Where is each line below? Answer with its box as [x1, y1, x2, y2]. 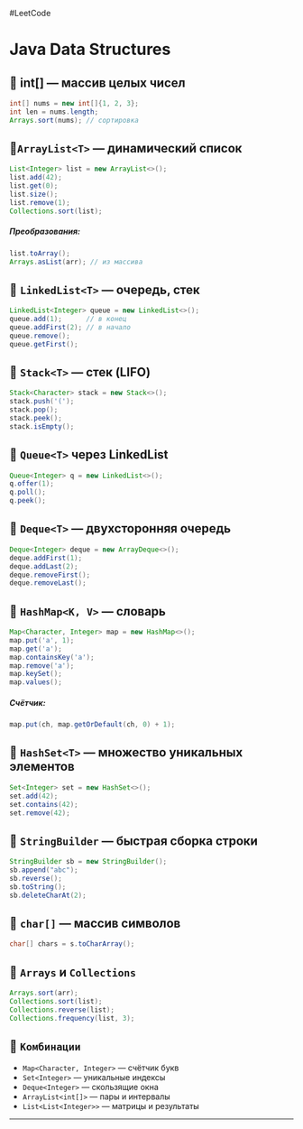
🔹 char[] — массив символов [9, 915, 181, 930]
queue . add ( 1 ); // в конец [9, 315, 127, 324]
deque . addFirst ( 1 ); [9, 553, 83, 562]
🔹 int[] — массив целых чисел [9, 75, 186, 90]
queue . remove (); [9, 331, 70, 340]
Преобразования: [9, 226, 81, 237]
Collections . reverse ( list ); [9, 1005, 115, 1014]
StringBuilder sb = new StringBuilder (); [9, 857, 168, 866]
